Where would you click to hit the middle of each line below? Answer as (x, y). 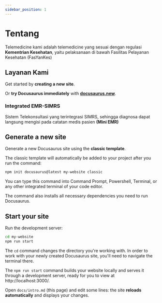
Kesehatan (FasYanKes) (29, 57)
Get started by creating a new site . (40, 84)
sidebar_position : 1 (26, 9)
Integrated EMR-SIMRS (33, 106)
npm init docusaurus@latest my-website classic (54, 172)
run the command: (23, 163)
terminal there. (20, 261)
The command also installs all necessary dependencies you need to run (77, 196)
